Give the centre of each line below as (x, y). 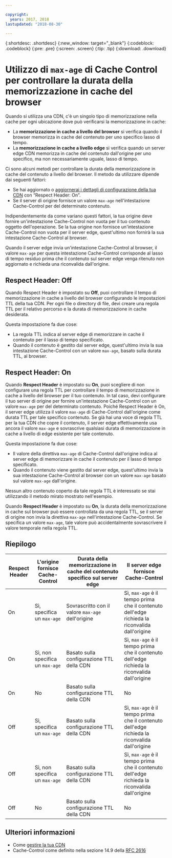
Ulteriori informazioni (40, 833)
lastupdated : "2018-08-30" (34, 24)
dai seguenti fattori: (26, 180)
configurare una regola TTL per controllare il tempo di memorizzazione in (82, 390)
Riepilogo (21, 544)
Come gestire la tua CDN (39, 845)
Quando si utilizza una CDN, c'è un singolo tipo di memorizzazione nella (81, 116)
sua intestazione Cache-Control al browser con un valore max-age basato (89, 475)
